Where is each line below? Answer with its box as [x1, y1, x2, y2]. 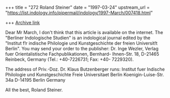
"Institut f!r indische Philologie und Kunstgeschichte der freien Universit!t [5, 40, 158, 46]
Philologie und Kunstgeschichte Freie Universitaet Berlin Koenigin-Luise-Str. [5, 72, 164, 78]
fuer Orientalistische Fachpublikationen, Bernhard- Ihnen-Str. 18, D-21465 [5, 51, 159, 57]
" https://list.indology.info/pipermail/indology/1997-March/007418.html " [5, 10, 153, 16]
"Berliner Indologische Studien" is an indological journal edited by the [5, 35, 151, 41]
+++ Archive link [5, 20, 40, 25]
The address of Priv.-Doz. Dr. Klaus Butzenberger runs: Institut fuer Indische [5, 66, 165, 72]
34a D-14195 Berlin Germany [5, 77, 66, 83]
